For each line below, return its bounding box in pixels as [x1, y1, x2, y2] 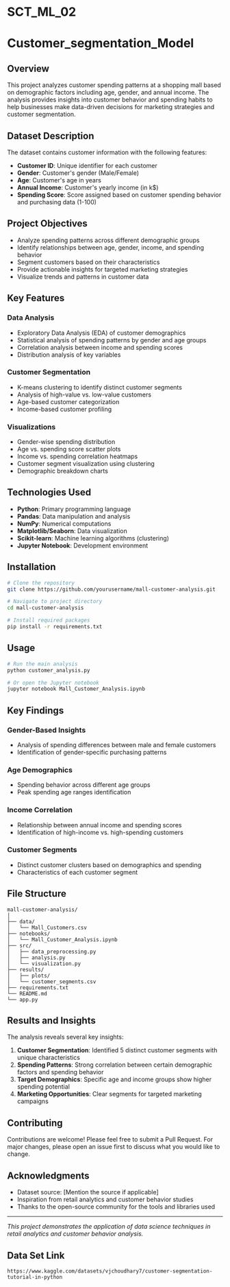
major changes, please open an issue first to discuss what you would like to [7, 1143, 220, 1151]
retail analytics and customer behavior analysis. [7, 1229, 144, 1238]
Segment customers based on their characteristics [16, 258, 160, 266]
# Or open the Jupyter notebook [7, 679, 99, 686]
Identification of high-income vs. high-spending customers [16, 828, 183, 836]
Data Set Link [7, 1249, 65, 1261]
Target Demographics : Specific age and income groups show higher [16, 1075, 212, 1084]
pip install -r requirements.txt [7, 624, 103, 630]
